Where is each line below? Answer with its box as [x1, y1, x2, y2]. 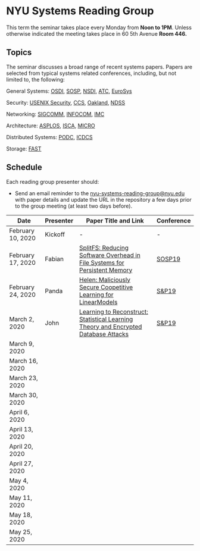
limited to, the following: [6, 76, 65, 83]
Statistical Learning [79, 315, 133, 323]
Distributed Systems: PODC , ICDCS [6, 133, 93, 140]
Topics [6, 48, 32, 58]
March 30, [9, 391, 39, 399]
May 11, [9, 493, 33, 502]
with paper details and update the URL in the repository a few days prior [14, 196, 192, 203]
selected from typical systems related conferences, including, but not [6, 70, 177, 77]
